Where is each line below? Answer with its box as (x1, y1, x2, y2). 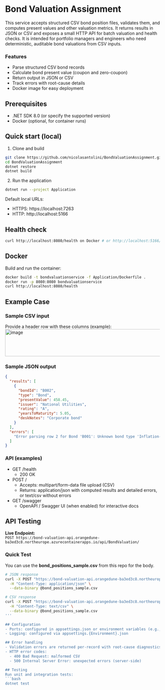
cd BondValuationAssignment (5, 160, 63, 164)
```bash (5, 677, 21, 682)
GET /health (12, 466, 37, 472)
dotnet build (5, 169, 32, 174)
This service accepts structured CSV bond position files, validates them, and (5, 20, 161, 26)
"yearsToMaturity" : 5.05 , (18, 411, 71, 416)
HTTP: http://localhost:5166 (12, 211, 68, 217)
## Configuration (5, 622, 41, 627)
